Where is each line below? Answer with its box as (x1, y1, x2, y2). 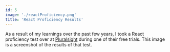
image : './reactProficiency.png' (5, 12, 77, 17)
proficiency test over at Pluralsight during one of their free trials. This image (5, 36, 165, 42)
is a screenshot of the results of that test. (5, 42, 92, 48)
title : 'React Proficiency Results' (5, 17, 83, 22)
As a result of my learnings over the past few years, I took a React (5, 31, 144, 37)
